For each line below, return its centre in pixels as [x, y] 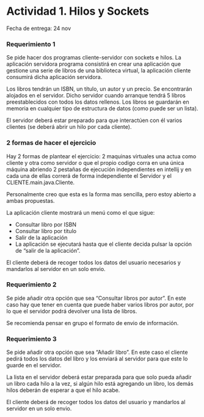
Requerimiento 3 [31, 339]
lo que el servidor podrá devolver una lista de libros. [72, 311]
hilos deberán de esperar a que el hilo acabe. [63, 390]
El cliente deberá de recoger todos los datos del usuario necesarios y [94, 262]
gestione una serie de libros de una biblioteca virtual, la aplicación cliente [99, 71]
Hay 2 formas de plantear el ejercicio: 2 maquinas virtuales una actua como [101, 156]
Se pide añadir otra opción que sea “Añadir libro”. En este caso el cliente [97, 352]
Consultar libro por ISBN [46, 224]
